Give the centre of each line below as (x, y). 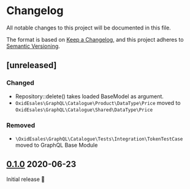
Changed (21, 83)
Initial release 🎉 (26, 179)
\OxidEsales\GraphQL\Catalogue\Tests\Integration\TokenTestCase (99, 139)
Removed (21, 125)
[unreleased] (32, 65)
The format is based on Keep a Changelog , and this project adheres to (95, 39)
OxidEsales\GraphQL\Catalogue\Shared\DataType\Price (84, 110)
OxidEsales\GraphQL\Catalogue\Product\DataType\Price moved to (98, 102)
